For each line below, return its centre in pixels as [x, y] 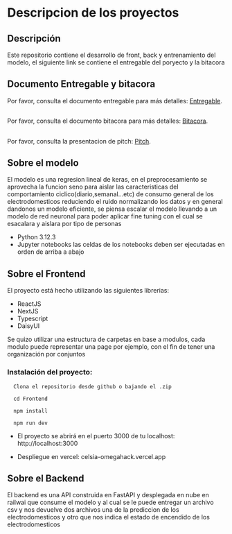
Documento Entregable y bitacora [81, 84]
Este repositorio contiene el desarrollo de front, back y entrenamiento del [111, 55]
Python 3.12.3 [36, 237]
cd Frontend [31, 399]
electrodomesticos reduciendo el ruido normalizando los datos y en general [115, 202]
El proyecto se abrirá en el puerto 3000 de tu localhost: [96, 436]
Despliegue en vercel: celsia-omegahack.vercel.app [91, 456]
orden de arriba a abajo [51, 252]
